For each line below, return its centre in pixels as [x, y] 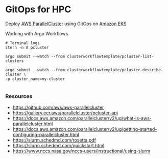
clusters [15, 61]
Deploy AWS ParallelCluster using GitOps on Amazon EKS [66, 24]
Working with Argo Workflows [37, 33]
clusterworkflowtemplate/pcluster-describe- [115, 70]
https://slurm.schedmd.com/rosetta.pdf [54, 140]
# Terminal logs [22, 43]
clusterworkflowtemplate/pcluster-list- [111, 56]
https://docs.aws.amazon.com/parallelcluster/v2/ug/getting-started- [85, 129]
